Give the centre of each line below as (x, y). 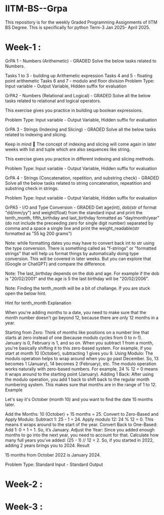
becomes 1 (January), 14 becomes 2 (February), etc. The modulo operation (81, 364)
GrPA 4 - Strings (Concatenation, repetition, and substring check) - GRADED (82, 178)
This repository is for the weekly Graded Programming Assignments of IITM (81, 22)
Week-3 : (24, 507)
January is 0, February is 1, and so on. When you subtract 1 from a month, (79, 343)
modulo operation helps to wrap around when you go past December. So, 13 (82, 358)
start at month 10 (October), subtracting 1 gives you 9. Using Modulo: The (79, 353)
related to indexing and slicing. (36, 134)
